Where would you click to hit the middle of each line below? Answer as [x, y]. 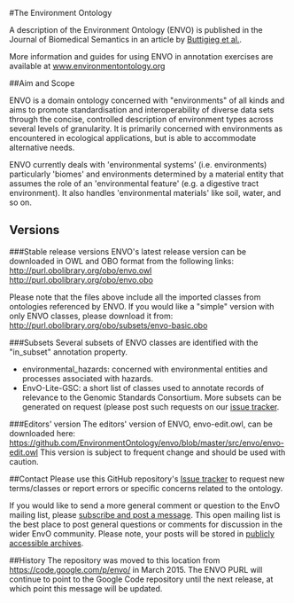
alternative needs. [42, 147]
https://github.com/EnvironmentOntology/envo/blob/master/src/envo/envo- [147, 442]
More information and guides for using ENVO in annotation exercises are [141, 56]
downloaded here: [43, 433]
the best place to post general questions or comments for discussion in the [146, 524]
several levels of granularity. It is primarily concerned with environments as [146, 129]
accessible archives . [46, 543]
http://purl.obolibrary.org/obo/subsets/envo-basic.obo [108, 325]
